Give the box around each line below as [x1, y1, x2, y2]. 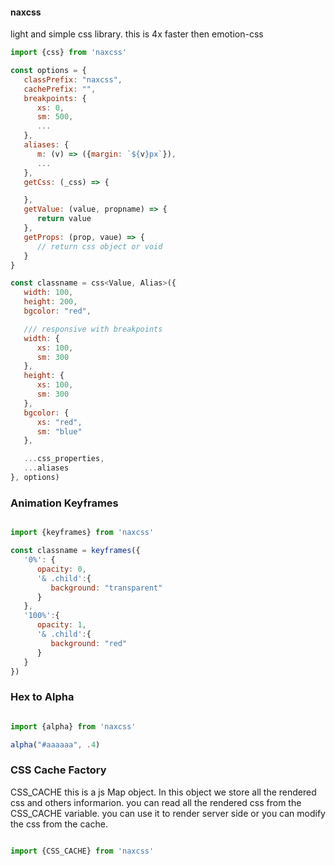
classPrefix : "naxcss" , [23, 74, 123, 85]
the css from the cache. [10, 818, 108, 830]
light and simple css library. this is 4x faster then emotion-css [10, 28, 264, 40]
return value [36, 214, 92, 224]
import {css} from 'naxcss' [10, 48, 128, 58]
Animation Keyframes [10, 496, 119, 510]
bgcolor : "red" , [23, 306, 92, 317]
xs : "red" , [36, 417, 83, 427]
